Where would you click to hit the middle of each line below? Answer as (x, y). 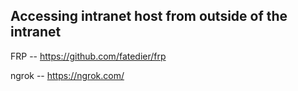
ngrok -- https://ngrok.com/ (67, 75)
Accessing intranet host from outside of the (149, 16)
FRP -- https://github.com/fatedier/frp (88, 56)
